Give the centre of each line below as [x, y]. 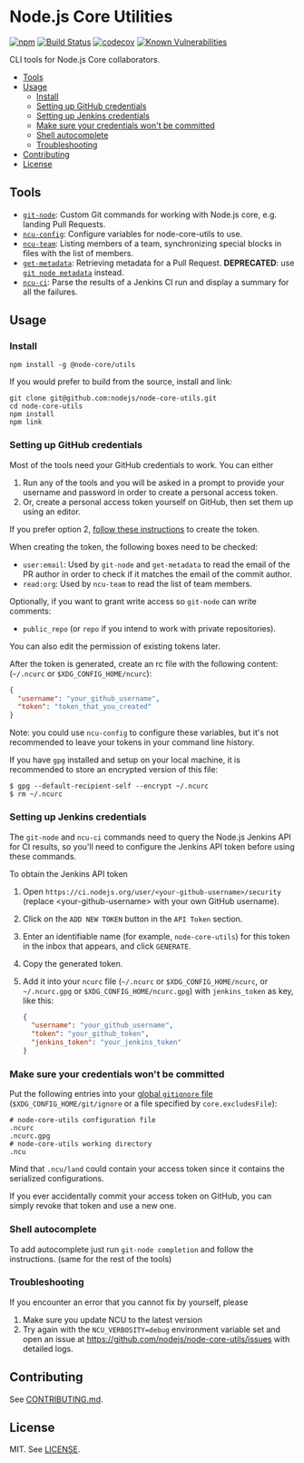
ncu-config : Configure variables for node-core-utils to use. [132, 234]
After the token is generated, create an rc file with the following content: [144, 663]
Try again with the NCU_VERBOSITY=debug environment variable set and [152, 1329]
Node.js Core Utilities [91, 17]
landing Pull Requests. [64, 224]
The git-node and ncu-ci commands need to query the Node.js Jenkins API [151, 837]
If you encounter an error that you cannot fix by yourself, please [129, 1302]
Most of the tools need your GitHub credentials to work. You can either [142, 464]
